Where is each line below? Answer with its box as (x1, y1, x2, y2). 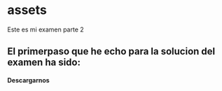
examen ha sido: (7, 57, 81, 69)
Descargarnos (7, 76, 50, 84)
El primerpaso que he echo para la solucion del (7, 45, 216, 57)
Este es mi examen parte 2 (7, 25, 84, 34)
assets (7, 2, 48, 18)
